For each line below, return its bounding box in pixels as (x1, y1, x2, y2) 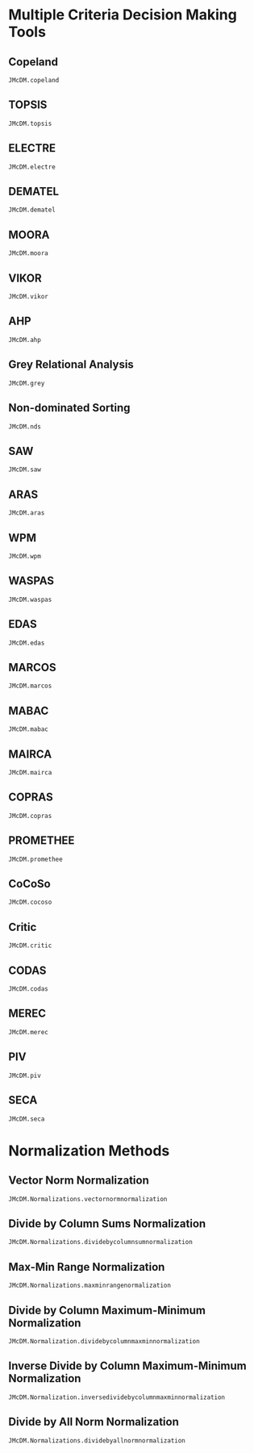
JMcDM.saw (8, 466, 42, 474)
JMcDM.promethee (8, 855, 63, 863)
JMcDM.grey (8, 379, 45, 387)
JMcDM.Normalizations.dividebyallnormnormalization (8, 1436, 185, 1445)
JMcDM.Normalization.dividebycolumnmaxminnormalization (8, 1337, 200, 1345)
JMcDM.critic (8, 942, 52, 950)
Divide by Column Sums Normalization (8, 1217, 206, 1230)
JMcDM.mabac (8, 725, 48, 733)
